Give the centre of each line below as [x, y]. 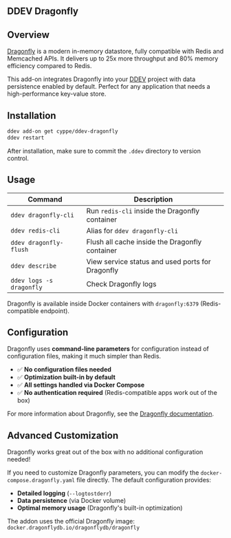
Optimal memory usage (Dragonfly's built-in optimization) [100, 508]
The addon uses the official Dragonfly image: [71, 521]
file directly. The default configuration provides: [144, 480]
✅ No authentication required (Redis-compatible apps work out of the [117, 393]
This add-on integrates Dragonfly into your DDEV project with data [101, 79]
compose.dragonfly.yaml [41, 481]
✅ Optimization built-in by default [66, 377]
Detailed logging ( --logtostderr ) [64, 493]
